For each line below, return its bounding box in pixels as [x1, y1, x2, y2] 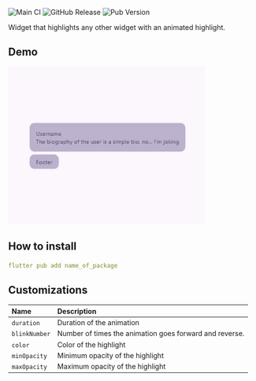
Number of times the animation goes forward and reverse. [57, 329, 245, 338]
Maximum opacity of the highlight [57, 362, 166, 372]
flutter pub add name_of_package [8, 261, 118, 269]
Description [57, 306, 97, 316]
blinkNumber [11, 331, 51, 338]
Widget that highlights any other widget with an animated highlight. [8, 23, 226, 31]
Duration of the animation [57, 318, 140, 327]
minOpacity [11, 352, 47, 360]
